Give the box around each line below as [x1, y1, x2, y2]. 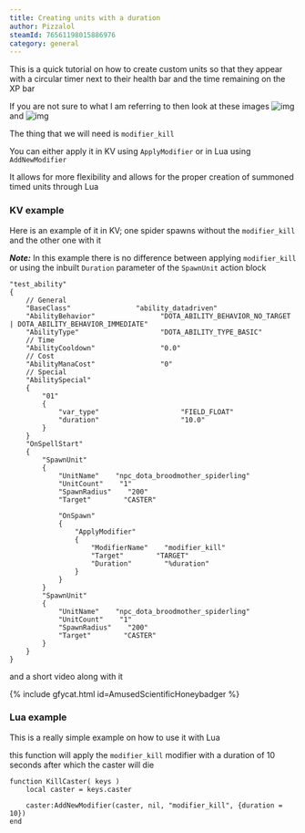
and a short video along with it [9, 671, 123, 682]
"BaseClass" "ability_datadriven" [25, 303, 219, 313]
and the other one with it [9, 234, 102, 245]
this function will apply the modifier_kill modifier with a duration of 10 [9, 749, 276, 760]
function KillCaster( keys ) [9, 776, 120, 786]
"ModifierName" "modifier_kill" [90, 543, 226, 552]
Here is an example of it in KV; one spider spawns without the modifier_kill [9, 224, 296, 235]
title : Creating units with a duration [9, 13, 161, 23]
